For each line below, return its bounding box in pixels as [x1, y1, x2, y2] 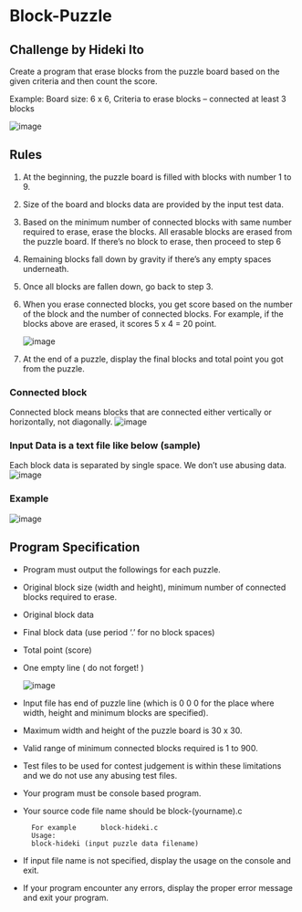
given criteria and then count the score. [9, 76, 158, 87]
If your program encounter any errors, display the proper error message [22, 882, 294, 893]
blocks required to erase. [22, 591, 117, 603]
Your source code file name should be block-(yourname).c [22, 805, 244, 816]
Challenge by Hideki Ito [9, 42, 144, 58]
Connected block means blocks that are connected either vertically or [9, 407, 272, 418]
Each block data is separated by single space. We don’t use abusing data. [9, 460, 287, 471]
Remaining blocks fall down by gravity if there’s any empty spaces [22, 253, 272, 265]
